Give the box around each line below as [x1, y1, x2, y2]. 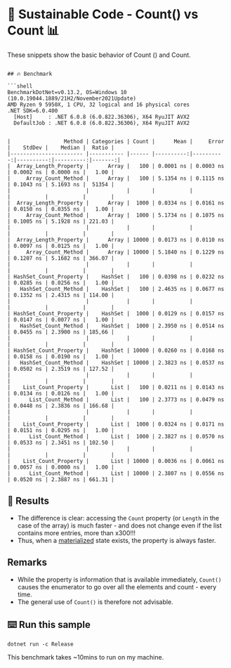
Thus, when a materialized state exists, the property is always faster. [17, 536, 216, 544]
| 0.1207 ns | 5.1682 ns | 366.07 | [7, 254, 114, 262]
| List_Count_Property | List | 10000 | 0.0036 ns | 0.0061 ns [7, 457, 225, 464]
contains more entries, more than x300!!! [17, 528, 136, 537]
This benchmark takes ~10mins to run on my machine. [7, 653, 164, 662]
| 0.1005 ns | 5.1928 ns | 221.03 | [7, 218, 114, 225]
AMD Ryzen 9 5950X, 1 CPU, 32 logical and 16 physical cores [7, 101, 190, 108]
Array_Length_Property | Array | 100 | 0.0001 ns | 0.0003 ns [16, 162, 225, 169]
